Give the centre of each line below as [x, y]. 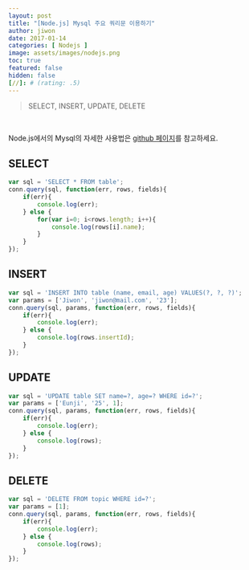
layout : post [30, 16]
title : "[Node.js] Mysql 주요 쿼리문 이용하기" [82, 23]
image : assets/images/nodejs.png [64, 53]
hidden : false [32, 75]
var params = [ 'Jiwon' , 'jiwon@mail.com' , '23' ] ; [93, 300]
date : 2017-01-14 [37, 38]
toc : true [25, 61]
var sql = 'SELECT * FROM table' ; [66, 182]
